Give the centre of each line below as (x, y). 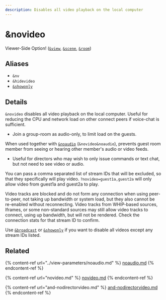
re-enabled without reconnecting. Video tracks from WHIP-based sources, (82, 204)
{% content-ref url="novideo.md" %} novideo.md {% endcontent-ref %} (79, 278)
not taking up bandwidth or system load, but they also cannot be (89, 199)
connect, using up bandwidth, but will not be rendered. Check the (73, 215)
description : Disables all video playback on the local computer (74, 10)
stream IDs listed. (23, 235)
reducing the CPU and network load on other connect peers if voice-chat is (82, 119)
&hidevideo (24, 82)
